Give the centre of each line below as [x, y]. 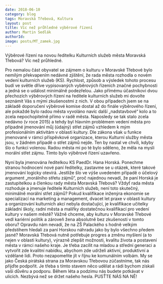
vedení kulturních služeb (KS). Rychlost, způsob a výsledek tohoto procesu [81, 80]
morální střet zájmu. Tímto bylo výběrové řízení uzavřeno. [63, 153]
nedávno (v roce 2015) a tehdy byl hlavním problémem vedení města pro [78, 122]
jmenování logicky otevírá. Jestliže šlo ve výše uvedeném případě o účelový [81, 172]
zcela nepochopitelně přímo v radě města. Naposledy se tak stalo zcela [77, 116]
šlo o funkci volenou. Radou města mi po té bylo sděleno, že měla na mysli [80, 147]
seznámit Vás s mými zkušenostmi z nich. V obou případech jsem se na [77, 101]
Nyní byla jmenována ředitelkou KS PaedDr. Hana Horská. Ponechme [74, 162]
